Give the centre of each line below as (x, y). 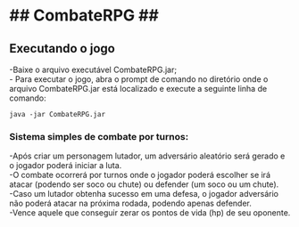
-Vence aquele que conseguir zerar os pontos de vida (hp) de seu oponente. (150, 213)
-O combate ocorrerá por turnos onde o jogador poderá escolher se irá (140, 175)
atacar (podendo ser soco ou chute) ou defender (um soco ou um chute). (144, 184)
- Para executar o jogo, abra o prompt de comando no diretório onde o (139, 79)
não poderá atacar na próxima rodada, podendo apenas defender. (130, 203)
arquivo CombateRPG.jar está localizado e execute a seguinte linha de (138, 89)
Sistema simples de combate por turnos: (99, 136)
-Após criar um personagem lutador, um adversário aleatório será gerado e (147, 156)
